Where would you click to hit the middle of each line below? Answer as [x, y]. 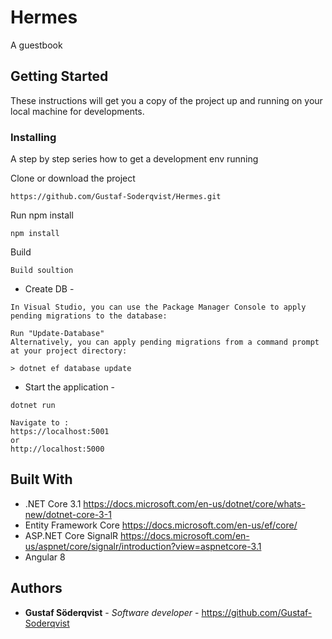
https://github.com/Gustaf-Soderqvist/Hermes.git [116, 197]
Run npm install [42, 215]
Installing [33, 137]
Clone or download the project [73, 178]
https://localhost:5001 [60, 432]
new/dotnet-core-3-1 [68, 514]
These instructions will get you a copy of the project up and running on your [166, 100]
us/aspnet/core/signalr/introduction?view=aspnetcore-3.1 [143, 546]
